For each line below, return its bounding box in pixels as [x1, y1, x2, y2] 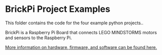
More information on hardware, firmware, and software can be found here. [5, 44, 157, 50]
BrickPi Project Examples [5, 3, 110, 15]
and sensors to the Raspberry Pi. [5, 35, 72, 41]
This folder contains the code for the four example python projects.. [5, 20, 144, 26]
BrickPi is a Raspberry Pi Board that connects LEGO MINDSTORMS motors [5, 29, 157, 35]
